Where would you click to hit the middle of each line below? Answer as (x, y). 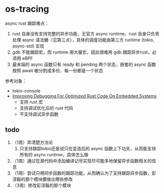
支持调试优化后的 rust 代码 (46, 108)
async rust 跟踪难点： (27, 23)
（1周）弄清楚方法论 (32, 142)
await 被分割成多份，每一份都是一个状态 (62, 70)
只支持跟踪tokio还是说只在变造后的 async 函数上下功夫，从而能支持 (88, 148)
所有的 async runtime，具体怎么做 (54, 154)
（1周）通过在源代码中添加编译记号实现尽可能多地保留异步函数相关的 (82, 161)
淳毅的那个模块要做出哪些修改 (42, 179)
